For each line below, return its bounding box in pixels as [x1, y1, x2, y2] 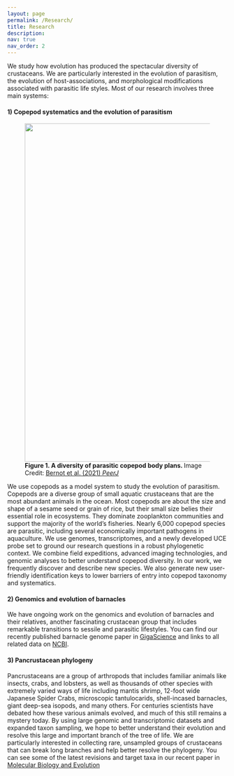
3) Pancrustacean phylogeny [7, 656, 94, 664]
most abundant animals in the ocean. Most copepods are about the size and [7, 497, 226, 506]
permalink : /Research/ [7, 17, 73, 24]
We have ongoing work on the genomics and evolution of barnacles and [7, 610, 214, 619]
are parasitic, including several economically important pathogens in [7, 527, 204, 535]
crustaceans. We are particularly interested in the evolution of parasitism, [7, 69, 219, 78]
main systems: [7, 91, 49, 100]
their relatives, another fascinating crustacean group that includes [7, 617, 197, 626]
